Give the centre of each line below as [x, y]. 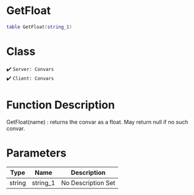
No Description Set [88, 183]
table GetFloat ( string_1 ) [39, 27]
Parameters [37, 153]
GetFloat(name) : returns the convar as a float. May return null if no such [97, 122]
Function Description [61, 105]
